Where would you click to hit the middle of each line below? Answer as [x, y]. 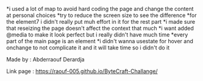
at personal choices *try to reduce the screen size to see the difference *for [101, 15]
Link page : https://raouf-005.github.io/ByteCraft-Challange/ [82, 71]
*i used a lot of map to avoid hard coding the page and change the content [100, 9]
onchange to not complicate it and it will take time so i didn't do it [88, 48]
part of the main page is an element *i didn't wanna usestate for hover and [100, 41]
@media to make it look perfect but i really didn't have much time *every [97, 35]
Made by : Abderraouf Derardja [45, 59]
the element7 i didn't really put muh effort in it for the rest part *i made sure [101, 22]
